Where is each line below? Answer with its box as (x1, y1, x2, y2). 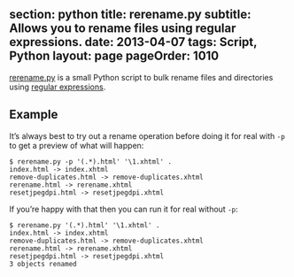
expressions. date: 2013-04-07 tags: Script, (9, 35, 258, 50)
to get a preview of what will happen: (9, 140, 144, 150)
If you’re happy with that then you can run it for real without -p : (9, 204, 239, 214)
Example (9, 107, 58, 122)
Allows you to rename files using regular (9, 21, 236, 36)
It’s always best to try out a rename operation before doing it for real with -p (9, 130, 285, 141)
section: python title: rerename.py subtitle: (9, 7, 251, 22)
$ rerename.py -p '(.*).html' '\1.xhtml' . (9, 157, 173, 166)
